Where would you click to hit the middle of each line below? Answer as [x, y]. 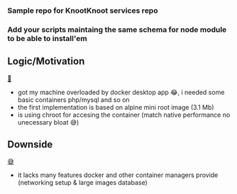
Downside [30, 145]
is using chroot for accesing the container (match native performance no [124, 115]
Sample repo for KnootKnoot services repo [83, 11]
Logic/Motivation [46, 61]
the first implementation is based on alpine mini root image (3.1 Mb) [116, 107]
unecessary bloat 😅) [48, 122]
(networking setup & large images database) [82, 183]
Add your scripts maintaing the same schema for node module [117, 29]
